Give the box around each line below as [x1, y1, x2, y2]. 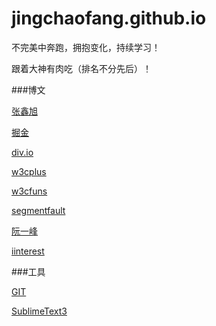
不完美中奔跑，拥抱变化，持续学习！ [11, 41, 161, 53]
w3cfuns [11, 185, 48, 197]
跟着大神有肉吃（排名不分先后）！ [11, 62, 152, 74]
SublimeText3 [11, 305, 68, 317]
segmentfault [11, 204, 66, 216]
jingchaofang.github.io [11, 7, 207, 30]
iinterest [11, 245, 45, 257]
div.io [11, 146, 34, 158]
